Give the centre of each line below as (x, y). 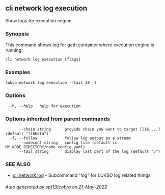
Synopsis (17, 34)
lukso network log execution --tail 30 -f (51, 83)
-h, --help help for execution (45, 106)
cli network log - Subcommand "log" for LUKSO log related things (81, 175)
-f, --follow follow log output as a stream (70, 138)
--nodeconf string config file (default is (68, 143)
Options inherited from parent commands (58, 119)
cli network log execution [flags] (43, 60)
